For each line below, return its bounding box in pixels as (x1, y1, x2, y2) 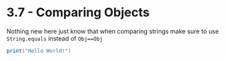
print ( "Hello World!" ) (6, 47, 71, 54)
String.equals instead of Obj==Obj (6, 34, 103, 42)
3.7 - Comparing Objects (6, 5, 150, 20)
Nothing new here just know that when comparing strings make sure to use (6, 27, 219, 35)
